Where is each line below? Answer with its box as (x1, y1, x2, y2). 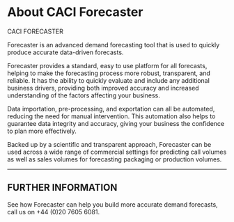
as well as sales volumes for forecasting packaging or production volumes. (7, 154, 222, 164)
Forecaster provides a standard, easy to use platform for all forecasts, (7, 61, 208, 70)
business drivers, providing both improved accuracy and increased (7, 84, 200, 92)
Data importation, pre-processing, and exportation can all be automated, (7, 104, 215, 113)
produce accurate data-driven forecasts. (7, 48, 124, 56)
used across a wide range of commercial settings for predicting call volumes (7, 148, 227, 156)
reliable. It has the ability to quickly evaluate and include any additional (7, 76, 210, 84)
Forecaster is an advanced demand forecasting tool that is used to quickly (7, 40, 220, 49)
